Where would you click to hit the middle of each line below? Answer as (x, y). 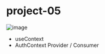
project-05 (34, 11)
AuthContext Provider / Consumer (57, 45)
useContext (29, 39)
